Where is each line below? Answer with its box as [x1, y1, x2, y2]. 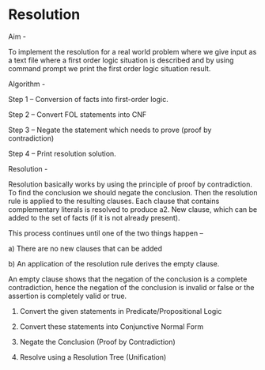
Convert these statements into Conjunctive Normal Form [19, 322, 204, 331]
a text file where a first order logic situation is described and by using [8, 55, 234, 65]
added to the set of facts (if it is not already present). [8, 213, 180, 222]
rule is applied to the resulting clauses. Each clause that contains [8, 196, 220, 206]
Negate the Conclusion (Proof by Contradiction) [19, 337, 176, 346]
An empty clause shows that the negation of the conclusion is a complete [8, 274, 248, 284]
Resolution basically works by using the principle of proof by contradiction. [8, 179, 253, 189]
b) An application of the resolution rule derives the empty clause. [8, 259, 220, 268]
